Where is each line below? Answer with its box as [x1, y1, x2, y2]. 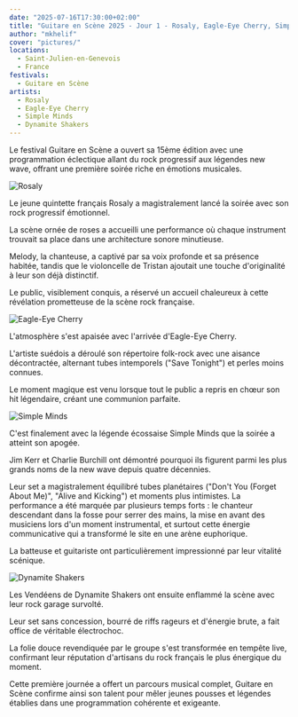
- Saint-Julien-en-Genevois [17, 54, 122, 63]
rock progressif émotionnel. [9, 208, 111, 217]
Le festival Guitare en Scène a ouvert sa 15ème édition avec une [9, 145, 244, 155]
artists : [9, 87, 42, 96]
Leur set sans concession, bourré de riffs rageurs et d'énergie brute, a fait [9, 616, 280, 626]
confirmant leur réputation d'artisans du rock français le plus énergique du [9, 652, 282, 662]
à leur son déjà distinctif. [9, 270, 99, 280]
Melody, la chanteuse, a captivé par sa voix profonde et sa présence [9, 251, 260, 262]
